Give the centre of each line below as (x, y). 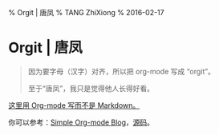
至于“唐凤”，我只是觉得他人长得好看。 (91, 88)
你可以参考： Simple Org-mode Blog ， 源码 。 (81, 122)
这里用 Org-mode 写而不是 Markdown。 (74, 105)
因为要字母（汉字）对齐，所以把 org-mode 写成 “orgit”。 (121, 71)
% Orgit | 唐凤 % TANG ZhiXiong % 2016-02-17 (86, 12)
